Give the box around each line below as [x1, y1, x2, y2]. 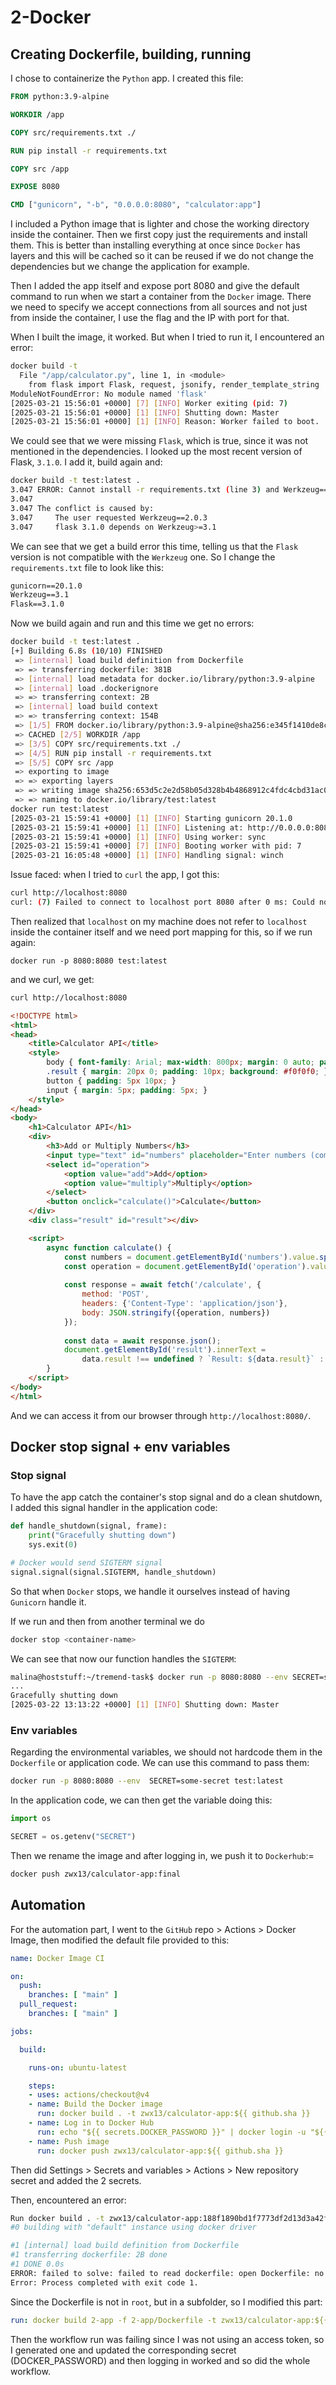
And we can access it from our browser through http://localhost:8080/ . [10, 1409, 312, 1421]
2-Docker [10, 6, 92, 29]
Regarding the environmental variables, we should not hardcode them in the [10, 1746, 323, 1758]
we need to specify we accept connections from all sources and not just [10, 301, 308, 313]
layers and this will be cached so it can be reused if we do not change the [10, 250, 314, 262]
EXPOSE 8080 [10, 182, 60, 192]
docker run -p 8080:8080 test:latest [10, 956, 168, 966]
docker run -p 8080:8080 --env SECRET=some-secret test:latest [10, 1776, 284, 1786]
